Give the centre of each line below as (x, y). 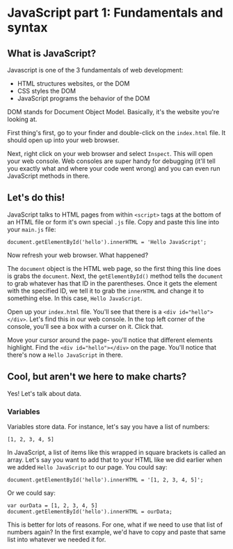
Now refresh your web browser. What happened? (78, 255)
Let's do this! (36, 198)
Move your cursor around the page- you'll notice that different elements (110, 340)
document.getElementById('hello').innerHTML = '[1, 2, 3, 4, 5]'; (105, 480)
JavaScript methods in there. (49, 176)
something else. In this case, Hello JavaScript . (75, 298)
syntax (27, 28)
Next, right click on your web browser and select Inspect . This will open (110, 154)
